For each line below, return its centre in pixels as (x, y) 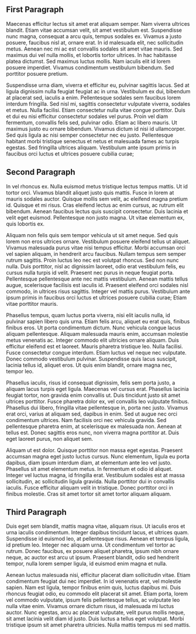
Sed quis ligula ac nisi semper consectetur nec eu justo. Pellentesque (90, 135)
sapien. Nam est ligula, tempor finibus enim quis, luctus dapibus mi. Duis (94, 588)
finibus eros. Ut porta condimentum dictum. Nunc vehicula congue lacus (94, 328)
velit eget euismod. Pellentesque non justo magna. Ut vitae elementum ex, (95, 217)
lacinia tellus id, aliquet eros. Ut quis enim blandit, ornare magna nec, (89, 365)
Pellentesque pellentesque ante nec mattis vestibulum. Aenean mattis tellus (97, 279)
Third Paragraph (37, 512)
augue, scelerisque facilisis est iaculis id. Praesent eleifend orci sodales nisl (97, 285)
